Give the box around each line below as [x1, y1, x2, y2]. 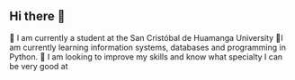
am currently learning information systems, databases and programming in [9, 42, 286, 52]
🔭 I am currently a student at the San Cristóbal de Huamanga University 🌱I [9, 32, 283, 43]
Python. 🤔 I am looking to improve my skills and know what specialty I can [9, 51, 283, 62]
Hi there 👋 [9, 9, 66, 24]
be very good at [9, 60, 69, 71]
